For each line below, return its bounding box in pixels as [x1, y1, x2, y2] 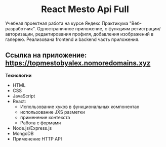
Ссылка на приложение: [5, 51, 87, 60]
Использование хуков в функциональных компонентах [20, 104, 140, 110]
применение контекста [20, 114, 70, 120]
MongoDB [12, 130, 34, 136]
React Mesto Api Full [41, 4, 129, 15]
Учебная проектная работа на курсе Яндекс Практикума [5, 20, 129, 26]
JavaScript [12, 92, 35, 99]
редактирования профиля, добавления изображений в [35, 31, 154, 37]
